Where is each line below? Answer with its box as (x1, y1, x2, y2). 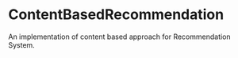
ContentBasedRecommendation (8, 6, 225, 24)
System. (8, 40, 36, 49)
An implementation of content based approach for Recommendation (8, 32, 232, 41)
